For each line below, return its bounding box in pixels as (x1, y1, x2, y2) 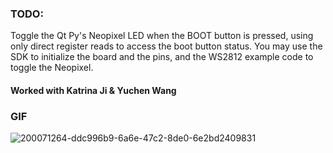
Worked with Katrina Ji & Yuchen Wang (10, 84, 177, 96)
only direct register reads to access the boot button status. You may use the (10, 40, 323, 52)
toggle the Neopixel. (10, 62, 94, 74)
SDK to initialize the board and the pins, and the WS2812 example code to (10, 51, 314, 63)
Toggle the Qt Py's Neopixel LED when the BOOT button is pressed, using (10, 30, 314, 42)
